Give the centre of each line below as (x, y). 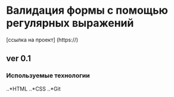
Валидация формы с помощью (87, 10)
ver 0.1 (18, 58)
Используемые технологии (48, 75)
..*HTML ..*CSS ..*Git (33, 89)
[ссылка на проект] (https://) (42, 40)
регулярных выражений (70, 23)
